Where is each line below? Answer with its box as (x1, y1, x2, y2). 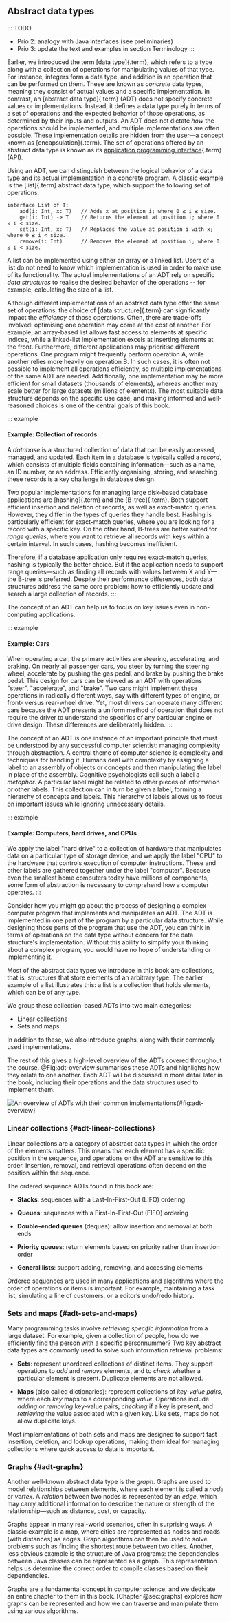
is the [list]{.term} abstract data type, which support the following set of (7, 181, 211, 189)
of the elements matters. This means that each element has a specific (7, 1146, 205, 1155)
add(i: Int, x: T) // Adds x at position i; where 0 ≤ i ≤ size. (19, 207, 217, 214)
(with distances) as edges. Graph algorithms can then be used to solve (7, 1535, 208, 1543)
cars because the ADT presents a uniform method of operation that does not (7, 706, 224, 714)
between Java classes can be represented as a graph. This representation (7, 1557, 218, 1565)
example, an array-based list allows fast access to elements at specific (7, 327, 208, 336)
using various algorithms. (7, 1607, 79, 1615)
